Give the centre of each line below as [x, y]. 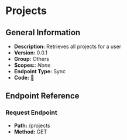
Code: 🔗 [24, 78]
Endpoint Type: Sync [40, 71]
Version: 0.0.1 [31, 53]
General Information [43, 33]
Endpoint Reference [42, 96]
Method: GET [30, 132]
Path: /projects [32, 125]
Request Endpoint [31, 112]
